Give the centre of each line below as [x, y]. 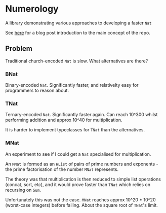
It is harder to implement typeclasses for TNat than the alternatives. [75, 130]
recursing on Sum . [23, 190]
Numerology [32, 9]
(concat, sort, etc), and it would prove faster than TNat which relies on [78, 184]
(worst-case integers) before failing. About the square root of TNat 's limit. [81, 205]
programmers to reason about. [37, 91]
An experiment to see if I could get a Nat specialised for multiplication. [78, 154]
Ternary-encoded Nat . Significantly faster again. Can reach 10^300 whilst [81, 115]
